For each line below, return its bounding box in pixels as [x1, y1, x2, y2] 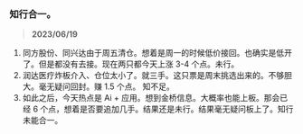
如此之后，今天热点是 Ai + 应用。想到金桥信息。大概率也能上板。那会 [22, 93, 280, 103]
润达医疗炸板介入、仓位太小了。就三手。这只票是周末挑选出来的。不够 [22, 70, 285, 81]
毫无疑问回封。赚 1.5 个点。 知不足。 [38, 81, 175, 92]
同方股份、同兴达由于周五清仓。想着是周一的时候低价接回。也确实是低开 [22, 48, 292, 58]
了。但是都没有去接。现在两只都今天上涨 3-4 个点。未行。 [22, 58, 240, 69]
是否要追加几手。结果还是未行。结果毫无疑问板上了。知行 [80, 103, 294, 114]
